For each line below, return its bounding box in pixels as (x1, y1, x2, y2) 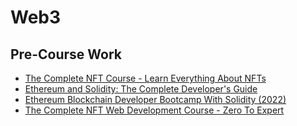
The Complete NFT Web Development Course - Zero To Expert (24, 104, 285, 116)
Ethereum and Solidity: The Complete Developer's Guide (24, 83, 258, 95)
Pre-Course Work (10, 46, 122, 63)
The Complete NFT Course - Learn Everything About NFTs (24, 72, 267, 84)
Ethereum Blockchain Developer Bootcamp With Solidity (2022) (24, 94, 287, 105)
